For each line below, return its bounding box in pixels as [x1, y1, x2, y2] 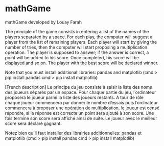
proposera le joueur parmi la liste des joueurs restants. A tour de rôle [5, 94, 144, 100]
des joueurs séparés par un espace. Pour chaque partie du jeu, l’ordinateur [5, 89, 156, 95]
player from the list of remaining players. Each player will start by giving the [5, 39, 157, 45]
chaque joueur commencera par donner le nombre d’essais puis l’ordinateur [5, 99, 158, 105]
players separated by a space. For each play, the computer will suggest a [5, 34, 153, 40]
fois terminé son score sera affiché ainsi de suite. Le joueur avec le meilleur [5, 115, 158, 121]
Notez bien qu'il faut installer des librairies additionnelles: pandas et [5, 130, 142, 136]
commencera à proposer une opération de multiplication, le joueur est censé [5, 105, 160, 111]
